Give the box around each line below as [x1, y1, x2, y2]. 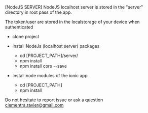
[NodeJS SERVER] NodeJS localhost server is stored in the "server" [5, 4, 143, 10]
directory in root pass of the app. [5, 9, 73, 15]
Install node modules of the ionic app [12, 73, 88, 78]
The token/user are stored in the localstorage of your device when [5, 19, 140, 25]
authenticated [5, 24, 34, 30]
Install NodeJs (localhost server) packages [12, 43, 100, 49]
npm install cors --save [19, 63, 67, 69]
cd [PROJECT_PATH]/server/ [19, 53, 78, 58]
